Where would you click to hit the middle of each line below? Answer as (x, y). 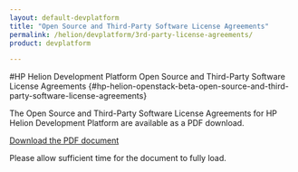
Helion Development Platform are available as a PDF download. (127, 123)
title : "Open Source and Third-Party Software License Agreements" (139, 26)
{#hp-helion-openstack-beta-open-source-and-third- (189, 86)
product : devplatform (50, 43)
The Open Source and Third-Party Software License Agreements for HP (144, 113)
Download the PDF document (64, 140)
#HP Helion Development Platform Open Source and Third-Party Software (147, 77)
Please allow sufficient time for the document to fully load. (118, 158)
